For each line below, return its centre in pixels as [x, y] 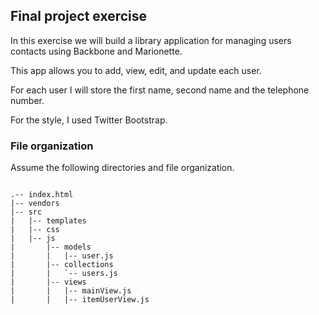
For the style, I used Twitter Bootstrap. [89, 120]
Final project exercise [79, 16]
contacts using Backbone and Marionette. [96, 51]
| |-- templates [48, 221]
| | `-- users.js [64, 274]
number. [27, 100]
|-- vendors [35, 204]
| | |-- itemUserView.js [80, 300]
